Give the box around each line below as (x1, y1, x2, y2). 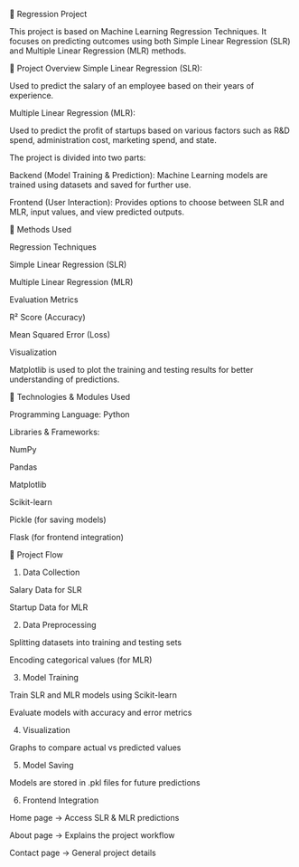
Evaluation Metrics (9, 294, 79, 305)
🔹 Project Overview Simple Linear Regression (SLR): (9, 63, 203, 73)
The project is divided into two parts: (9, 152, 146, 163)
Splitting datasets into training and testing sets (9, 637, 182, 647)
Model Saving (22, 760, 74, 770)
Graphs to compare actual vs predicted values (9, 742, 182, 753)
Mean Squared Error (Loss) (9, 329, 111, 339)
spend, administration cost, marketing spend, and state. (9, 135, 217, 145)
